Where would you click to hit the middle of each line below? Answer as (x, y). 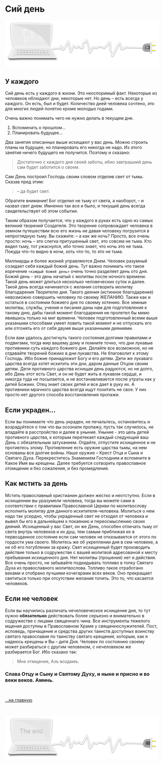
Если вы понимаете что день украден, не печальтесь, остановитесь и (78, 422)
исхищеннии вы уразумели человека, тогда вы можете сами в (70, 500)
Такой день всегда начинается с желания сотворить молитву (69, 287)
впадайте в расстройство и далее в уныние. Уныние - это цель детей (77, 432)
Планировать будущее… (37, 133)
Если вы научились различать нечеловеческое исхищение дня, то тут (78, 610)
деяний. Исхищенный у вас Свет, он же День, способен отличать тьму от (81, 526)
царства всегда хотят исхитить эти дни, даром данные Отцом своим (77, 363)
